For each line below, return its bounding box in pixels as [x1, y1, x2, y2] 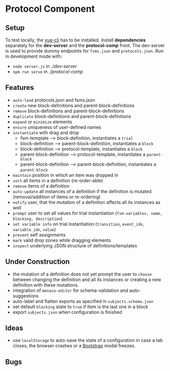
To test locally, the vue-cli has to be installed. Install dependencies [5, 37, 146, 43]
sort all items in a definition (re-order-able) [12, 177, 103, 183]
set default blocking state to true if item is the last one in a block [12, 304, 149, 310]
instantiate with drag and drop [12, 129, 79, 135]
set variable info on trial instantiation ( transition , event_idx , [12, 221, 145, 227]
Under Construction [5, 258, 70, 266]
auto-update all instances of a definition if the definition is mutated [12, 188, 152, 194]
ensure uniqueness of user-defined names [12, 124, 102, 130]
